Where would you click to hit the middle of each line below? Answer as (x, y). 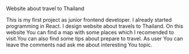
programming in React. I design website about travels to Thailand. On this (95, 26)
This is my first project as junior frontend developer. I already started (89, 20)
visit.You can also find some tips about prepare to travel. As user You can (95, 38)
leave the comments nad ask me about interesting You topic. (79, 45)
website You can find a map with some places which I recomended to (90, 32)
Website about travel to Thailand (45, 9)
